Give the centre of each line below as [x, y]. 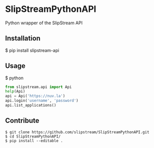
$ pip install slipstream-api [32, 50]
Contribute [22, 121]
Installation [23, 38]
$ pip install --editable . [34, 141]
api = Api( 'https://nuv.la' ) [35, 96]
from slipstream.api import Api [38, 87]
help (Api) [15, 92]
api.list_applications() [31, 105]
